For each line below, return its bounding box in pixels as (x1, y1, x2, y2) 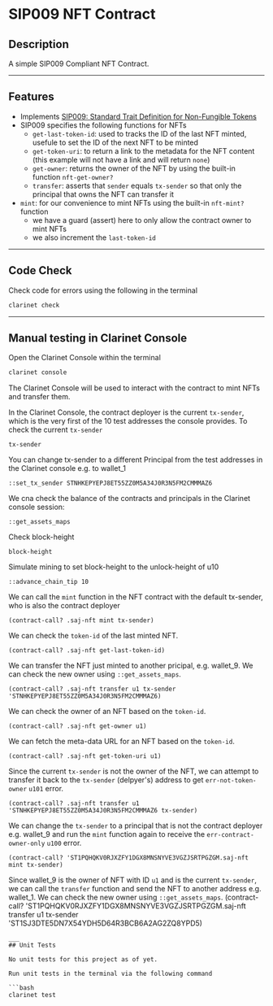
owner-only (8, 839, 45, 848)
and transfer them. (8, 392, 71, 402)
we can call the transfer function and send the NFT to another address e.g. (8, 884, 262, 894)
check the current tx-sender (8, 425, 103, 435)
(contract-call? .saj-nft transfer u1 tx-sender (8, 685, 176, 694)
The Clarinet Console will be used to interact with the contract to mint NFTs (8, 383, 260, 393)
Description (8, 37, 69, 51)
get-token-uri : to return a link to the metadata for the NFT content (32, 146, 255, 155)
